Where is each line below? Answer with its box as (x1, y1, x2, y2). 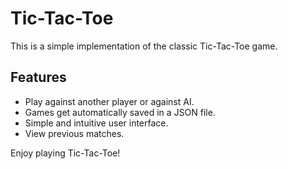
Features (10, 69, 67, 86)
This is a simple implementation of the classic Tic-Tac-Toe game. (10, 40, 278, 52)
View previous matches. (24, 127, 125, 139)
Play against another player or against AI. (24, 95, 195, 107)
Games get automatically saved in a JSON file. (24, 106, 216, 118)
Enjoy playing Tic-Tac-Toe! (10, 147, 121, 159)
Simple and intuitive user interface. (24, 117, 169, 129)
